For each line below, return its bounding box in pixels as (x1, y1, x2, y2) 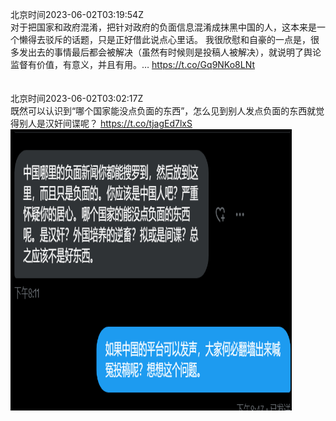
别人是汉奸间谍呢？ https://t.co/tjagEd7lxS (18, 118, 193, 129)
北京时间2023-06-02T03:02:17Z (10, 93, 144, 104)
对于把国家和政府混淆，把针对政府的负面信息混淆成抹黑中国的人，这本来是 (10, 21, 317, 33)
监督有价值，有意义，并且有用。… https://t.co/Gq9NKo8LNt (10, 59, 256, 70)
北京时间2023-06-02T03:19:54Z (10, 9, 144, 20)
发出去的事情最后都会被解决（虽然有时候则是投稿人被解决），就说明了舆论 (18, 46, 322, 58)
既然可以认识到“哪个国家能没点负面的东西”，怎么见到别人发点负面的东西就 (10, 105, 317, 117)
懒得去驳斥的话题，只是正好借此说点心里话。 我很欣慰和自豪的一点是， (18, 34, 311, 45)
